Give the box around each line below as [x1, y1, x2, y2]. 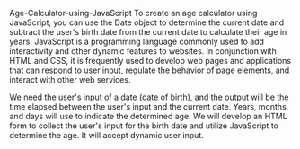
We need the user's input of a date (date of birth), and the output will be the [9, 92, 289, 102]
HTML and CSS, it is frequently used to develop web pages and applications [9, 56, 292, 66]
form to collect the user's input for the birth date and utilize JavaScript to [9, 120, 278, 131]
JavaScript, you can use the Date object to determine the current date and [9, 17, 285, 28]
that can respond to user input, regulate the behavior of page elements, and [9, 65, 290, 75]
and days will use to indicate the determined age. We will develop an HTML [9, 111, 287, 121]
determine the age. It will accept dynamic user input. [9, 130, 204, 140]
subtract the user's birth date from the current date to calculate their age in [9, 27, 287, 37]
